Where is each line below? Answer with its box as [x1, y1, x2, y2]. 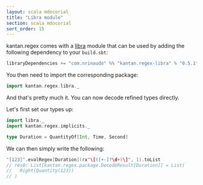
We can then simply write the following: [6, 144, 105, 152]
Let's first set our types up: [6, 106, 74, 112]
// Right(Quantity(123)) [6, 167, 74, 174]
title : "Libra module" [6, 15, 63, 21]
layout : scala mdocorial [6, 8, 69, 15]
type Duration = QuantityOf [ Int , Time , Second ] [6, 134, 129, 140]
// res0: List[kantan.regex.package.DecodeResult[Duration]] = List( [6, 162, 185, 168]
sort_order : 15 [6, 25, 45, 32]
